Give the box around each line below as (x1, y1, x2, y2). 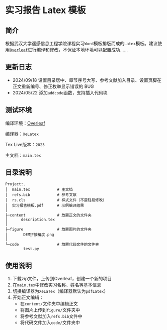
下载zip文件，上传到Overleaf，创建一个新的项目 (12, 276, 112, 282)
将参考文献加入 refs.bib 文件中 (20, 313, 82, 319)
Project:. (5, 182, 26, 187)
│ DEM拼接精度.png (5, 232, 54, 238)
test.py (23, 247, 39, 252)
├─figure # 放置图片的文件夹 (5, 227, 92, 232)
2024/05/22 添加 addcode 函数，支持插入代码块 (12, 89, 108, 95)
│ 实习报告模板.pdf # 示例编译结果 (5, 203, 85, 208)
